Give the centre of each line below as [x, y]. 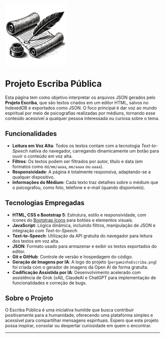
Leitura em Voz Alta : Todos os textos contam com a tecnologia [76, 146]
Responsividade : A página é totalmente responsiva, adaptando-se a [81, 172]
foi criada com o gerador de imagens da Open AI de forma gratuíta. [80, 267]
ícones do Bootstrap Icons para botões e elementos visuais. [73, 220]
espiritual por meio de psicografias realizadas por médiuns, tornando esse [80, 113]
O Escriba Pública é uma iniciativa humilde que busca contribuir [69, 310]
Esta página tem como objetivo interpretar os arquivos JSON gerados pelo [80, 97]
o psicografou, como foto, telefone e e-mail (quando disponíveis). [79, 187]
